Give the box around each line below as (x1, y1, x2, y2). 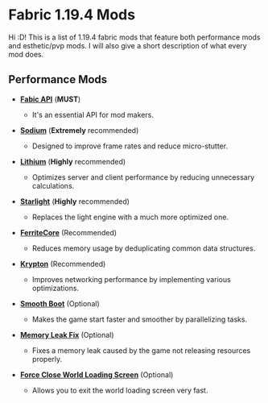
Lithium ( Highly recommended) (19, 156, 126, 166)
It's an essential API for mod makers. (31, 110, 155, 119)
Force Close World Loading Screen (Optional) (19, 369, 174, 380)
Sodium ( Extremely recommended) (19, 125, 139, 135)
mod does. (8, 49, 44, 59)
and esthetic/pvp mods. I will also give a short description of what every (8, 40, 247, 50)
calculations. (31, 181, 75, 190)
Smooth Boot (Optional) (19, 298, 100, 308)
